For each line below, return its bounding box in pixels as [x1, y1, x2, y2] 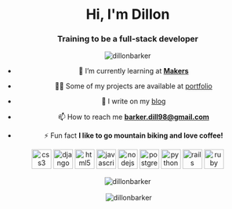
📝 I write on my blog [101, 96, 166, 106]
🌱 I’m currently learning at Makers [78, 67, 190, 76]
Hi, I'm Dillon [85, 5, 170, 23]
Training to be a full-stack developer [57, 34, 198, 45]
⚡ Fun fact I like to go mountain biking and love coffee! [44, 131, 223, 140]
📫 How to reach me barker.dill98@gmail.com [57, 112, 210, 122]
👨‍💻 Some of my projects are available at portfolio [54, 81, 213, 91]
